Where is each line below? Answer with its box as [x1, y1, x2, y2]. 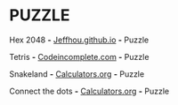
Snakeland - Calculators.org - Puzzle [9, 68, 145, 79]
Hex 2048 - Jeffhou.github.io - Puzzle [9, 34, 150, 45]
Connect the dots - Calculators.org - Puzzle [9, 86, 170, 96]
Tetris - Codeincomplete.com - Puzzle [9, 51, 150, 62]
